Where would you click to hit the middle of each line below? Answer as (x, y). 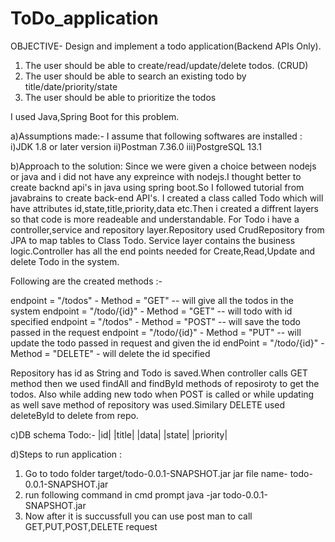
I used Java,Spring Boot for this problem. (95, 116)
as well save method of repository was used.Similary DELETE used (148, 404)
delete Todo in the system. (65, 261)
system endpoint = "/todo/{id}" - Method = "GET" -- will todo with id (151, 311)
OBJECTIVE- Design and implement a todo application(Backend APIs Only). (166, 46)
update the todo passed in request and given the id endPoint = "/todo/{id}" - (167, 343)
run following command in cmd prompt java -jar (123, 494)
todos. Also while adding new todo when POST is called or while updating (162, 394)
